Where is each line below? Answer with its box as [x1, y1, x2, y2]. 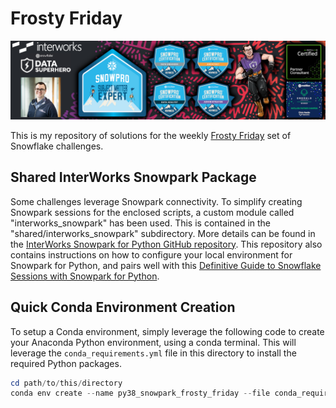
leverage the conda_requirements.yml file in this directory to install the [10, 347, 297, 359]
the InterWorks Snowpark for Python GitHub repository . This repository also [10, 238, 323, 250]
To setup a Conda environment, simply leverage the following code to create [10, 325, 325, 337]
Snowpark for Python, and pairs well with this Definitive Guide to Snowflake [10, 259, 322, 271]
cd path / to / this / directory [10, 378, 123, 388]
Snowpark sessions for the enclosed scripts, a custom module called [10, 206, 295, 218]
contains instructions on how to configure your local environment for [10, 248, 293, 261]
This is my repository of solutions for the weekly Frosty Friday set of [10, 129, 292, 141]
